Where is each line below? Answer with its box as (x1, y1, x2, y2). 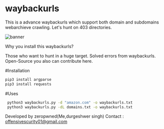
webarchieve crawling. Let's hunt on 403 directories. (5, 24, 112, 30)
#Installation (5, 67, 30, 74)
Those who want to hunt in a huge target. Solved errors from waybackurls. (5, 52, 156, 59)
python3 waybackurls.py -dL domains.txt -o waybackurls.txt (7, 104, 133, 109)
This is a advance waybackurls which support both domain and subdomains (5, 19, 159, 25)
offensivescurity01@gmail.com (5, 119, 68, 125)
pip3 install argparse (5, 77, 52, 82)
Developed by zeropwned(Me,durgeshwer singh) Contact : (5, 113, 124, 119)
